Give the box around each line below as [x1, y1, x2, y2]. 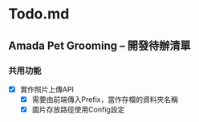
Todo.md [8, 5, 70, 23]
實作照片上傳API [19, 84, 75, 94]
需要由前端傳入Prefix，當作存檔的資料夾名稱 [31, 94, 178, 104]
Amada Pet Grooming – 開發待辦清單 [8, 39, 191, 52]
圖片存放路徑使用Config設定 [31, 105, 125, 114]
